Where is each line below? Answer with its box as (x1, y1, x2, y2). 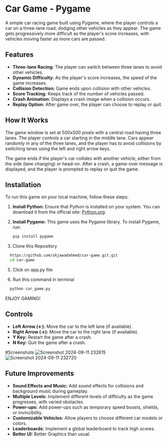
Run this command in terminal (12, 277, 74, 283)
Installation (5, 180, 41, 189)
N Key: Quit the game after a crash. (12, 339, 87, 346)
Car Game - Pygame (5, 3, 91, 15)
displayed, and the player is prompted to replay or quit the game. (5, 166, 139, 172)
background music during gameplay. (12, 388, 89, 394)
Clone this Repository (12, 243, 57, 249)
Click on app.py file (12, 267, 53, 272)
